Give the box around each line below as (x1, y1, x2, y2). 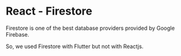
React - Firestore (6, 4, 92, 18)
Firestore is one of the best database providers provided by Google (6, 24, 175, 32)
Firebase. (6, 30, 30, 38)
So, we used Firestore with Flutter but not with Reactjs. (6, 43, 144, 50)
